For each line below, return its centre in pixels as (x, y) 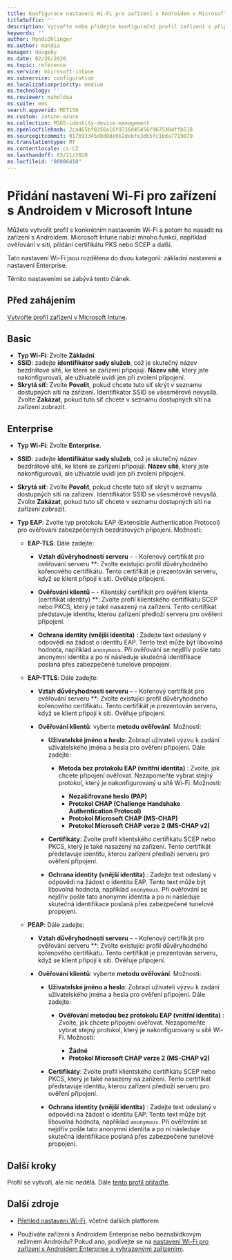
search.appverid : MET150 (43, 110)
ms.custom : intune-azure (43, 116)
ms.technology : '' (33, 91)
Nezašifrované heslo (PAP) (108, 796)
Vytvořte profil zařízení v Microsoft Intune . (67, 317)
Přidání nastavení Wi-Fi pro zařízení (112, 196)
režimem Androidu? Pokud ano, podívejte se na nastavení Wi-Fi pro (113, 1241)
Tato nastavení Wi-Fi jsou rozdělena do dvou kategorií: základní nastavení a (115, 258)
